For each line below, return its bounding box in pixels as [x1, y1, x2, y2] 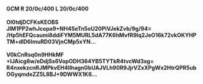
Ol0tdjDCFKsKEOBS [6, 18, 59, 26]
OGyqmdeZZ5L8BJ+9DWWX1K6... [6, 71, 97, 78]
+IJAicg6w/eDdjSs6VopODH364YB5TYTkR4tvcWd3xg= [6, 58, 154, 65]
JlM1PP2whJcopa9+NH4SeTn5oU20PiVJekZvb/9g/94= [6, 25, 152, 32]
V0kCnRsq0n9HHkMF [6, 51, 64, 58]
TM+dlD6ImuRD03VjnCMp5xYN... [6, 38, 96, 45]
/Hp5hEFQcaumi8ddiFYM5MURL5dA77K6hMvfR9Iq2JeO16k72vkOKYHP [6, 31, 197, 39]
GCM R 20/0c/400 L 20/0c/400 [6, 5, 89, 12]
